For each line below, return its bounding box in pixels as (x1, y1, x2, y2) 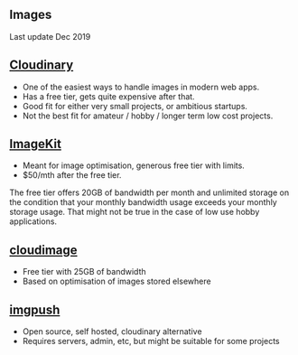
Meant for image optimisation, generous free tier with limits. (22, 160, 246, 171)
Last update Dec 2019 (9, 31, 91, 42)
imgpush (9, 302, 61, 317)
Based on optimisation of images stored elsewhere (22, 276, 211, 287)
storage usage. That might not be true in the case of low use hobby (9, 207, 260, 218)
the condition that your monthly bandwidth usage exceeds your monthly (9, 197, 277, 208)
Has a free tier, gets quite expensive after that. (22, 90, 196, 102)
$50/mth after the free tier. (22, 170, 122, 181)
